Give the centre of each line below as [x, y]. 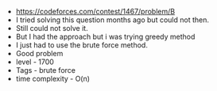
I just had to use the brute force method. [82, 45]
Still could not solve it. [52, 28]
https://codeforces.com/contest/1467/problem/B [95, 11]
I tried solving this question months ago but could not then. [112, 20]
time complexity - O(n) [52, 79]
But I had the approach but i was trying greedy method [105, 36]
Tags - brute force [45, 70]
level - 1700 [35, 62]
